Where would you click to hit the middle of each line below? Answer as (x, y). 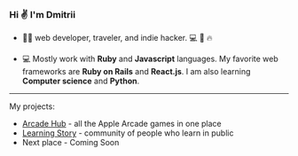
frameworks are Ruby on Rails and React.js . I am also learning (136, 72)
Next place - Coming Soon (71, 143)
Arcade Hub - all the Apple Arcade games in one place (122, 124)
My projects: (32, 106)
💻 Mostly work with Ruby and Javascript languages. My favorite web (150, 59)
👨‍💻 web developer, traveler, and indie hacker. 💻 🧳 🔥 (117, 38)
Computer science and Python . (81, 81)
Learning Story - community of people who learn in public (128, 133)
